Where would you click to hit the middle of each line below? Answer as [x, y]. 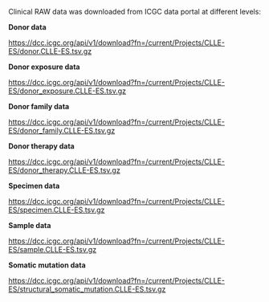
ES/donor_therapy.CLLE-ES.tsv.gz [64, 170]
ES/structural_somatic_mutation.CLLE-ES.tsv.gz [87, 289]
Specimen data [34, 186]
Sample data [30, 225]
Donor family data [39, 106]
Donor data [27, 27]
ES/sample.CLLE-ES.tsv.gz [53, 249]
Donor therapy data [41, 146]
